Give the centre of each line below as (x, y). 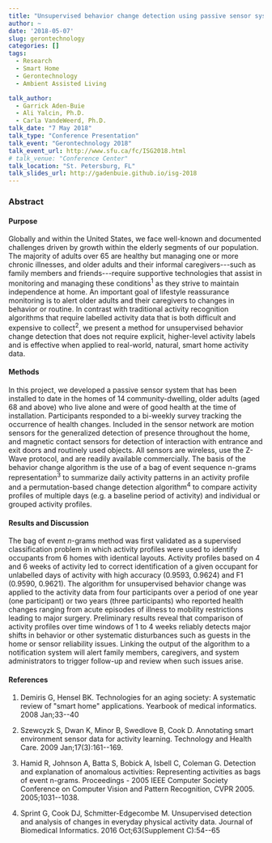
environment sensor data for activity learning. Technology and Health (136, 739)
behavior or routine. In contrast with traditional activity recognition (119, 309)
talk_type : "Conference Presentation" (74, 136)
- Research (34, 61)
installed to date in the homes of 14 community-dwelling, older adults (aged (134, 398)
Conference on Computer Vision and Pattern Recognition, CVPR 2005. (137, 789)
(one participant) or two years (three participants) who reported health (126, 601)
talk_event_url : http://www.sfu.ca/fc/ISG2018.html (97, 150)
